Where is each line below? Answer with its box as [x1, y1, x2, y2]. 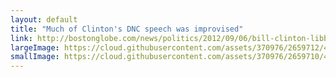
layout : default [10, 14, 78, 25]
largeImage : [10, 42, 60, 53]
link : [10, 33, 33, 43]
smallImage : [10, 52, 60, 62]
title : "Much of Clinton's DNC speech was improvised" [10, 24, 244, 34]
